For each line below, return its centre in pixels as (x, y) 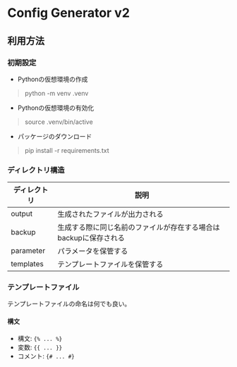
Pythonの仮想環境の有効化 (56, 108)
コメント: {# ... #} (46, 356)
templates (27, 264)
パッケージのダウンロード (55, 136)
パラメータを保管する (93, 251)
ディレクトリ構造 (36, 170)
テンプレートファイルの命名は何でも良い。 (69, 304)
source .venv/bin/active (59, 122)
